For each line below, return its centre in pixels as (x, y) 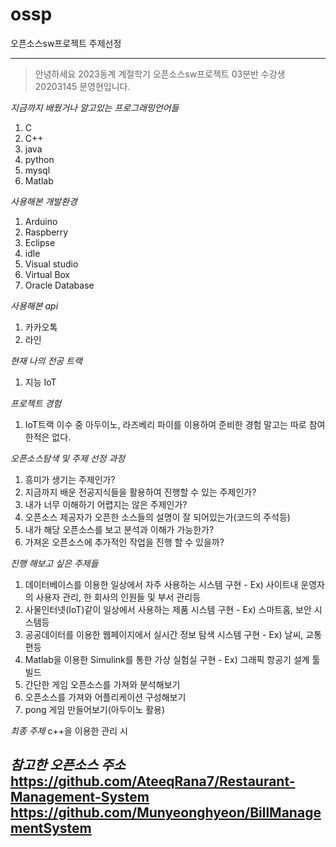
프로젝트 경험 (36, 403)
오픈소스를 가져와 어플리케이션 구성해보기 (105, 697)
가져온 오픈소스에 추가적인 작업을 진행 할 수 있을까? (124, 542)
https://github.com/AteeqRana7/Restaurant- (153, 781)
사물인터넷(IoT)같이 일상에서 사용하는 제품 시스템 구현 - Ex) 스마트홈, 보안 (168, 609)
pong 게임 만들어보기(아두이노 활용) (95, 709)
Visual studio (51, 264)
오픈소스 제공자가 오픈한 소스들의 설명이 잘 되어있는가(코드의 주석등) (157, 517)
